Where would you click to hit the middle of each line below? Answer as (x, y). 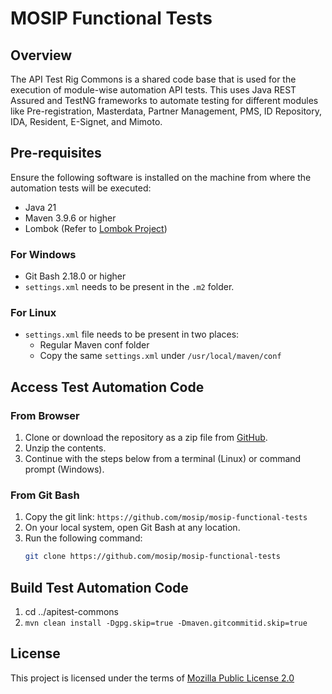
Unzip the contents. (65, 448)
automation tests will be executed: (81, 188)
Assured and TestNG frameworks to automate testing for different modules (164, 100)
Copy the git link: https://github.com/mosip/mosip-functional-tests (166, 517)
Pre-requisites (56, 153)
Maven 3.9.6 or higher (70, 218)
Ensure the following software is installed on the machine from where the (161, 177)
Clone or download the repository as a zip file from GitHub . (146, 438)
